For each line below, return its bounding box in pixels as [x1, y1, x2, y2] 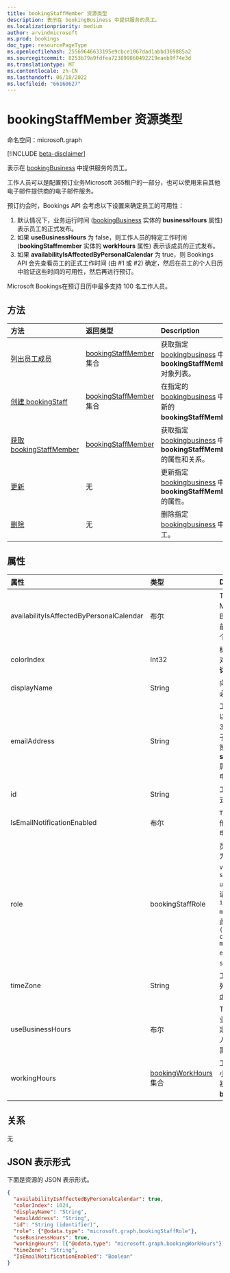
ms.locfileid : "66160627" [7, 80, 81, 87]
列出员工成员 [10, 354, 53, 364]
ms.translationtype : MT [7, 61, 75, 68]
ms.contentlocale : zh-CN [7, 67, 78, 74]
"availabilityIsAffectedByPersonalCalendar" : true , [13, 1195, 164, 1203]
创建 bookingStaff [10, 397, 68, 406]
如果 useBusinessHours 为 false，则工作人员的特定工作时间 [16, 233, 187, 242]
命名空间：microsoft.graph [7, 136, 82, 144]
